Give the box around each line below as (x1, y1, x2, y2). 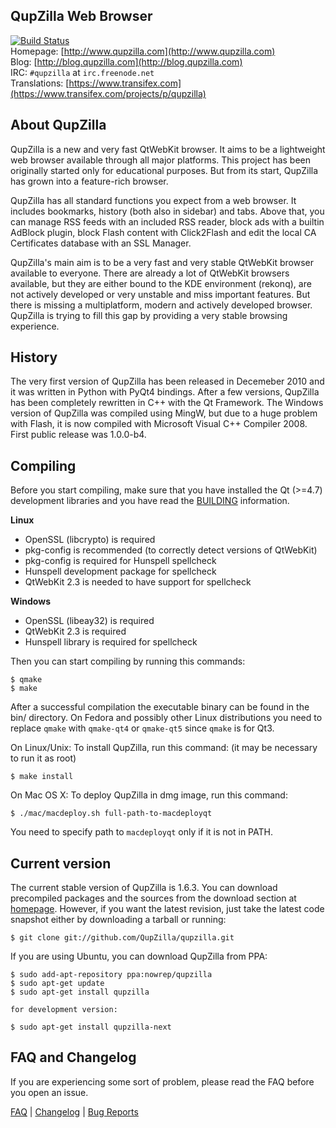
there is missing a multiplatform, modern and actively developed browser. (10, 299, 313, 311)
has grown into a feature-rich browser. (10, 175, 169, 187)
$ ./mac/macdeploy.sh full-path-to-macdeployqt (10, 809, 213, 819)
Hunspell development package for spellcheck (24, 565, 217, 578)
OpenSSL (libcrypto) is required (24, 534, 156, 546)
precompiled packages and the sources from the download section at (10, 892, 297, 904)
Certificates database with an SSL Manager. (10, 237, 192, 249)
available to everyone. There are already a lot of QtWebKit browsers (10, 267, 290, 279)
